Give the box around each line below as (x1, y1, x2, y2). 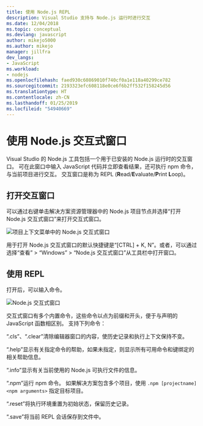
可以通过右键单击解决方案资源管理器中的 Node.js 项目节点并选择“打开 (6, 207, 182, 215)
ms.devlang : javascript (6, 32, 67, 38)
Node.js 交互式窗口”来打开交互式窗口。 (6, 215, 105, 223)
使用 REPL (6, 269, 45, 279)
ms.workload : (6, 65, 40, 72)
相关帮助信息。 (6, 353, 44, 361)
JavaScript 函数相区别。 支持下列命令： (6, 319, 106, 327)
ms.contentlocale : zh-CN (6, 94, 70, 100)
